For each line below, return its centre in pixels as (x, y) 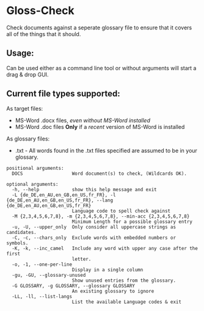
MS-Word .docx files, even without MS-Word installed (83, 120)
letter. (82, 259)
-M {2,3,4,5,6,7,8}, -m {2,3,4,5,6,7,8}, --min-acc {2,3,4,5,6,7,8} (101, 216)
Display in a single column (107, 269)
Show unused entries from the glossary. (124, 280)
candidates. (21, 232)
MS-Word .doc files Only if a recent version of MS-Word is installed (100, 126)
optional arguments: (33, 184)
